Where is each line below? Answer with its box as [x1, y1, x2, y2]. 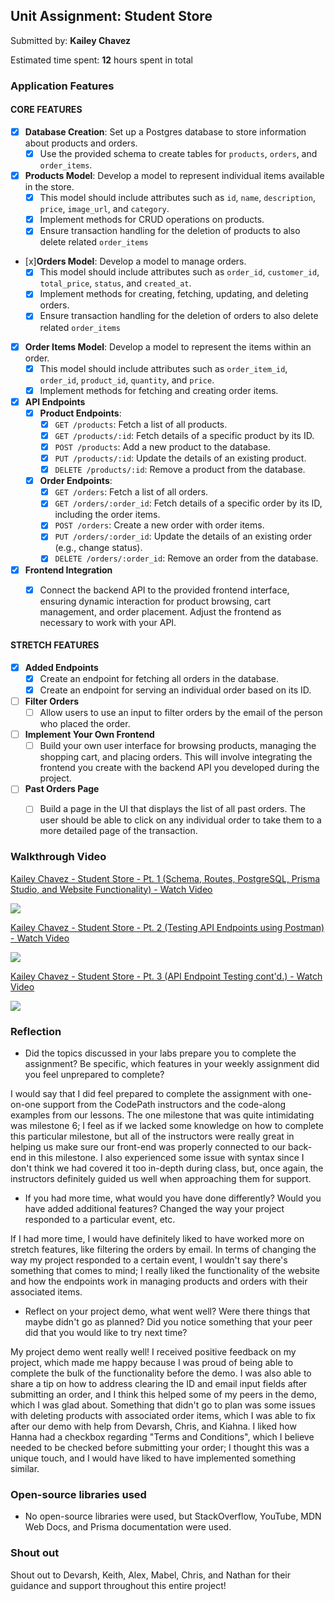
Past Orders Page [24, 783, 100, 795]
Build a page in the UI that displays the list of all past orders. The [39, 803, 306, 815]
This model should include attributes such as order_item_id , [39, 362, 288, 374]
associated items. [10, 1285, 83, 1298]
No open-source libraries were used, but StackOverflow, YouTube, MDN [24, 1510, 322, 1523]
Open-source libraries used [10, 1487, 147, 1501]
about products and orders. [24, 137, 138, 149]
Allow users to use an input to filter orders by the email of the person [39, 707, 323, 719]
